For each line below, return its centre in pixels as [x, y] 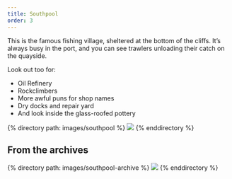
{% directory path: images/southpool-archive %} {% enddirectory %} [113, 168]
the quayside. [27, 56]
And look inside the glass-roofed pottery [76, 113]
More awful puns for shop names [66, 98]
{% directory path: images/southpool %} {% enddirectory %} [101, 127]
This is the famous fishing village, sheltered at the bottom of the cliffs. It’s [114, 40]
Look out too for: [32, 69]
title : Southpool [33, 14]
